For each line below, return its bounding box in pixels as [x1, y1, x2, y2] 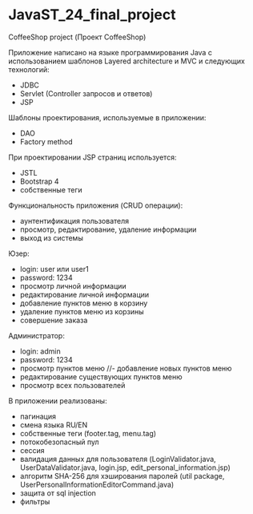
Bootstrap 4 [19, 176, 59, 186]
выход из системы [19, 233, 84, 242]
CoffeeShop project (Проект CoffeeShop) [8, 32, 147, 42]
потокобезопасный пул [19, 437, 99, 447]
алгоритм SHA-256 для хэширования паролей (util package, [19, 471, 225, 480]
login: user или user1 [19, 264, 90, 273]
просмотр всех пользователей [19, 380, 126, 390]
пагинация [19, 411, 56, 421]
